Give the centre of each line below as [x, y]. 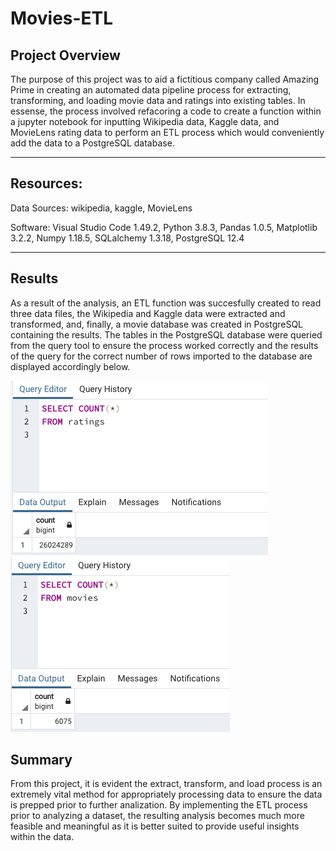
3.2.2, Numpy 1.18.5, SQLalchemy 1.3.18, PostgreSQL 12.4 [127, 238]
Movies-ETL [62, 18]
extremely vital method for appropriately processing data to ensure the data [166, 794]
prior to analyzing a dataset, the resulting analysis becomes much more [157, 816]
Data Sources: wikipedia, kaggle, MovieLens [101, 208]
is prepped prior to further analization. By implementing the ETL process [159, 805]
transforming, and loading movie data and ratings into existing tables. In [158, 100]
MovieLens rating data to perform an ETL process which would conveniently [167, 132]
